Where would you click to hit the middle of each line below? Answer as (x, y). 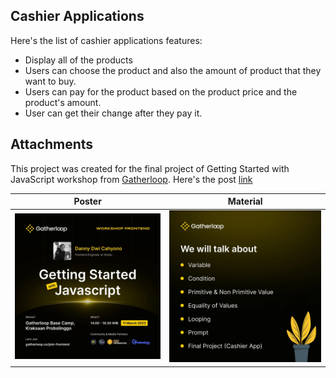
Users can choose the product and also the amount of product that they (173, 70)
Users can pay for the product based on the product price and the (161, 91)
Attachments (52, 144)
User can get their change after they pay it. (113, 113)
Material (245, 201)
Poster (87, 201)
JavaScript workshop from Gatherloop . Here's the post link (131, 179)
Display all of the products (78, 60)
